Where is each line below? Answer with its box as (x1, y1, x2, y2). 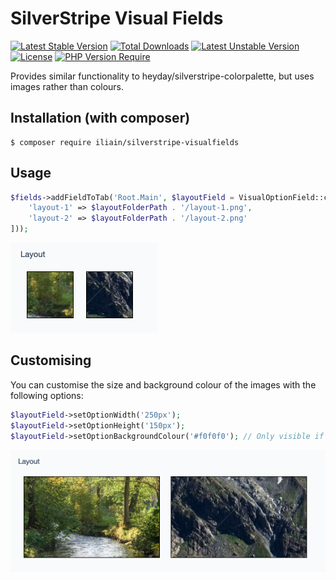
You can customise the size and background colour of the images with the (10, 378, 317, 391)
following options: (10, 389, 84, 401)
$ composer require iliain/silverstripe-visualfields (10, 137, 240, 147)
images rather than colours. (10, 80, 125, 92)
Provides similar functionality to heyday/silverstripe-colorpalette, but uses (10, 70, 315, 82)
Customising (10, 352, 92, 369)
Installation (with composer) (10, 110, 191, 127)
